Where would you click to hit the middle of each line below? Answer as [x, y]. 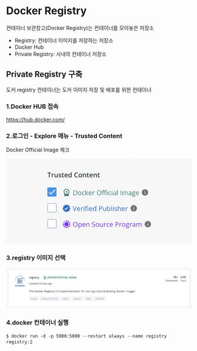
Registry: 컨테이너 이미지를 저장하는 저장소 [64, 40]
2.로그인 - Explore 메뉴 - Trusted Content [64, 135]
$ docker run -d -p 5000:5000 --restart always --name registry [86, 336]
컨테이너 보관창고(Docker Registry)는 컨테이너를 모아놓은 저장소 [80, 28]
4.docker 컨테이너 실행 [37, 323]
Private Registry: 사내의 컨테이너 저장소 [61, 54]
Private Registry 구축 [44, 74]
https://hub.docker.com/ [36, 120]
